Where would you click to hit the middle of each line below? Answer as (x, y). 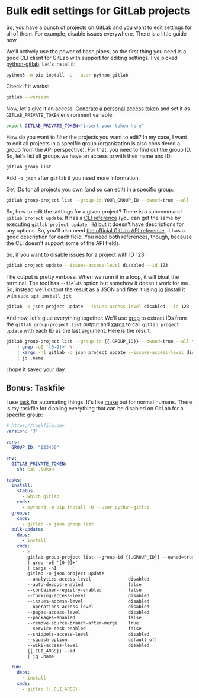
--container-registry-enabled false (85, 590)
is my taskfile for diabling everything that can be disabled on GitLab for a (95, 409)
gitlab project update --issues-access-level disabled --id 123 (87, 266)
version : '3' (22, 431)
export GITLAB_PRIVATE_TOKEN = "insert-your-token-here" (75, 126)
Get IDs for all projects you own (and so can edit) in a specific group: (90, 189)
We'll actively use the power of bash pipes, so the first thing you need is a (96, 51)
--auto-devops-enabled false (85, 585)
